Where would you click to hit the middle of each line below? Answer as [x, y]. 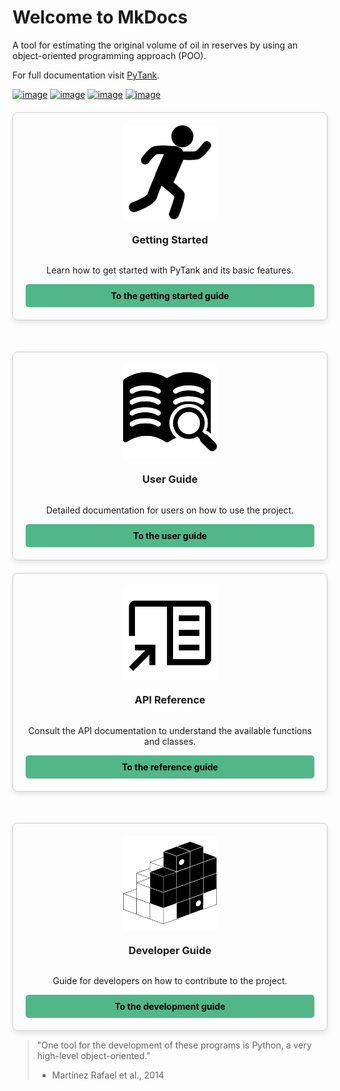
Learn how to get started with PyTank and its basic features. [170, 270]
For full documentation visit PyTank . [86, 75]
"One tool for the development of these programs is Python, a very [174, 1045]
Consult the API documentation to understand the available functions [170, 730]
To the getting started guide [170, 296]
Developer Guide [170, 950]
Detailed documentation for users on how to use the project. [170, 510]
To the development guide [170, 1007]
